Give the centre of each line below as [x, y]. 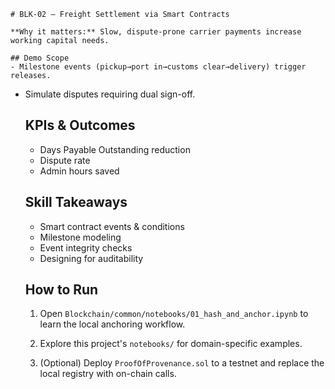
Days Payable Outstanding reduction [115, 149]
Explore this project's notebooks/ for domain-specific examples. [171, 344]
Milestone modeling [80, 237]
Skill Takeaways [76, 202]
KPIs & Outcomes [80, 125]
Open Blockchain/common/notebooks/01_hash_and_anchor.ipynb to [174, 314]
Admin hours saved [79, 171]
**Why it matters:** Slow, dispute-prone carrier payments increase [156, 32]
